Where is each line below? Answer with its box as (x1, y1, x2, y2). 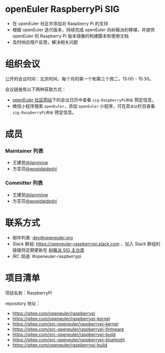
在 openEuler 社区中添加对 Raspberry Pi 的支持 (12, 20, 108, 26)
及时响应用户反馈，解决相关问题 (12, 39, 78, 45)
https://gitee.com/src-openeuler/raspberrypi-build (12, 331, 116, 337)
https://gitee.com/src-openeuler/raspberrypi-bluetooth (12, 337, 125, 343)
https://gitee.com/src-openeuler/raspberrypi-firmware (12, 326, 124, 332)
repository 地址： (5, 300, 41, 306)
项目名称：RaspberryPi (5, 289, 52, 296)
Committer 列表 (5, 180, 43, 187)
